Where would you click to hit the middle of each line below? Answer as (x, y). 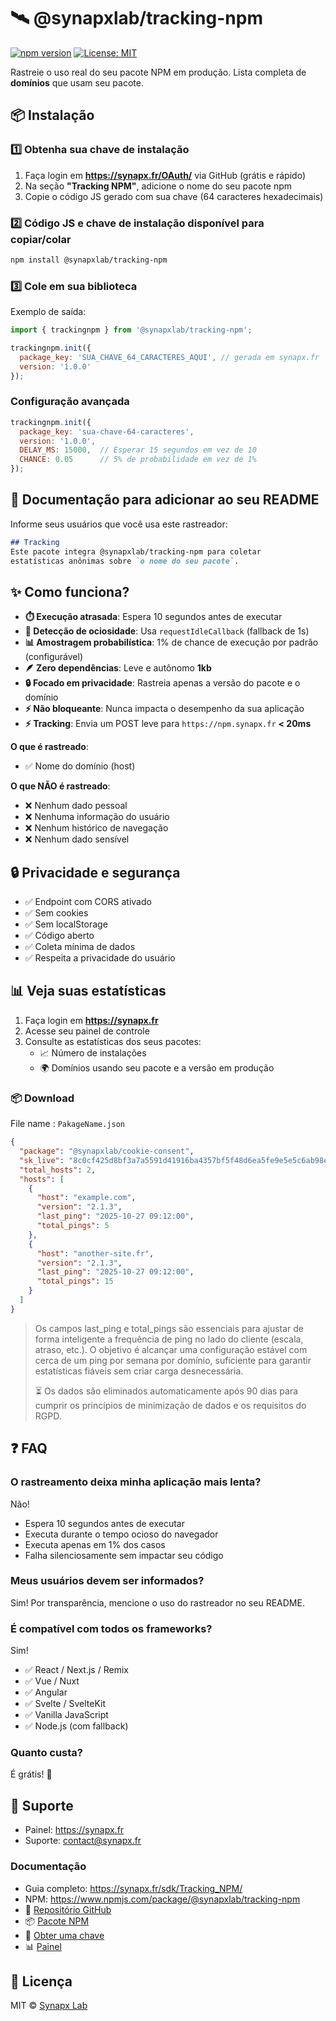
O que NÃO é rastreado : (60, 786)
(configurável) (54, 657)
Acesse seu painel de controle (87, 1031)
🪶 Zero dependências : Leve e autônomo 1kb (118, 668)
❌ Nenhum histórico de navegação (96, 828)
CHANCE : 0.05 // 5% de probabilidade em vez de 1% (138, 460)
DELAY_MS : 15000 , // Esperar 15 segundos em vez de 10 (138, 450)
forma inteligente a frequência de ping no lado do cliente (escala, (169, 1339)
